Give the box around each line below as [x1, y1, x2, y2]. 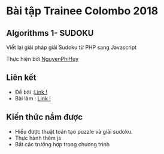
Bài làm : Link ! [14, 94, 51, 102]
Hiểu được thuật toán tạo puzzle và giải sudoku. [14, 128, 133, 135]
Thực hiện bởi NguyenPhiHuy [6, 56, 79, 62]
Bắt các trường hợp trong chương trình [14, 140, 110, 147]
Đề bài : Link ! [14, 88, 48, 96]
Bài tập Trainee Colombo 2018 [6, 4, 159, 18]
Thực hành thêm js [14, 134, 62, 141]
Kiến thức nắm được [6, 112, 83, 122]
